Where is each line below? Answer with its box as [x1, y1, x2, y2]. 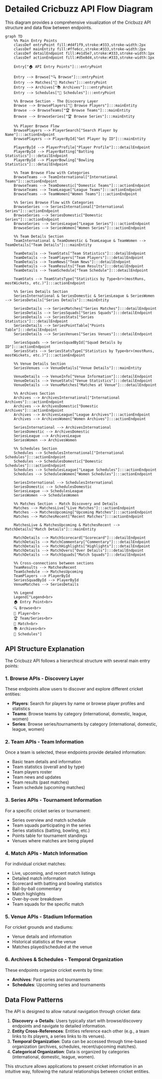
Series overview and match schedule [12, 817, 86, 823]
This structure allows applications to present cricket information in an [5, 1063, 143, 1069]
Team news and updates [12, 774, 61, 780]
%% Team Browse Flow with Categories [14, 170, 90, 175]
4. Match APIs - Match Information [5, 850, 88, 856]
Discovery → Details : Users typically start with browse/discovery [12, 1018, 143, 1024]
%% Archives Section [14, 391, 55, 396]
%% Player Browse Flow [14, 124, 59, 129]
